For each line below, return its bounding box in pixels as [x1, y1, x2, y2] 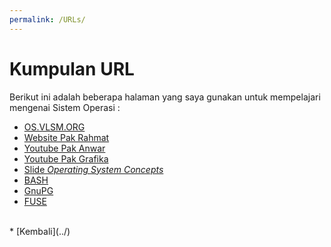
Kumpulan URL [9, 57, 135, 80]
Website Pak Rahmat [23, 131, 110, 143]
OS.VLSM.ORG [23, 121, 86, 133]
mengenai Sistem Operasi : [9, 101, 121, 113]
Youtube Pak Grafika [23, 152, 109, 165]
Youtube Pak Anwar [23, 142, 106, 154]
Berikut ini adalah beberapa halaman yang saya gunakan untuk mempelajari [9, 91, 321, 103]
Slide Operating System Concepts [23, 163, 164, 175]
